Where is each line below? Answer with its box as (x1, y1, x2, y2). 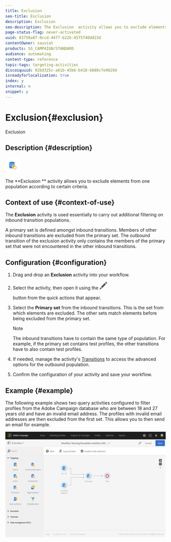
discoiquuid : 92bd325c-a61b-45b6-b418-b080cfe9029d (5, 67, 117, 73)
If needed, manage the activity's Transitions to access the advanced (12, 356, 156, 363)
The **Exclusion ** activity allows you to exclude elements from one (5, 178, 150, 184)
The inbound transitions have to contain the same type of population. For (12, 335, 166, 342)
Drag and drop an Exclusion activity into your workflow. (12, 272, 130, 278)
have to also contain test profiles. (12, 346, 83, 352)
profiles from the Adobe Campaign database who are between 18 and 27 (5, 405, 158, 411)
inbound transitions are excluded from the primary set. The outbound (5, 233, 150, 239)
